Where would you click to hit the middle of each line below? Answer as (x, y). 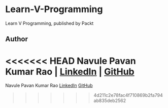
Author (16, 39)
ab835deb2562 (110, 101)
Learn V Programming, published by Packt (49, 23)
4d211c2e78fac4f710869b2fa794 (128, 95)
